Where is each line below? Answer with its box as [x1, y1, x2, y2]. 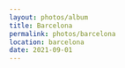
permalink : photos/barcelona [9, 29, 116, 38]
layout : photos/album [9, 12, 89, 22]
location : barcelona [9, 37, 85, 47]
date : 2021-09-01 [9, 46, 73, 55]
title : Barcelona [9, 21, 73, 30]
